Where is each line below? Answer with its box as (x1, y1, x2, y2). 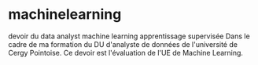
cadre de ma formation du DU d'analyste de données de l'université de (8, 39, 238, 49)
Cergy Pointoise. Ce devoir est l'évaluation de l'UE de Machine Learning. (8, 48, 244, 57)
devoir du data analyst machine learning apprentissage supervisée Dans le (8, 31, 250, 41)
